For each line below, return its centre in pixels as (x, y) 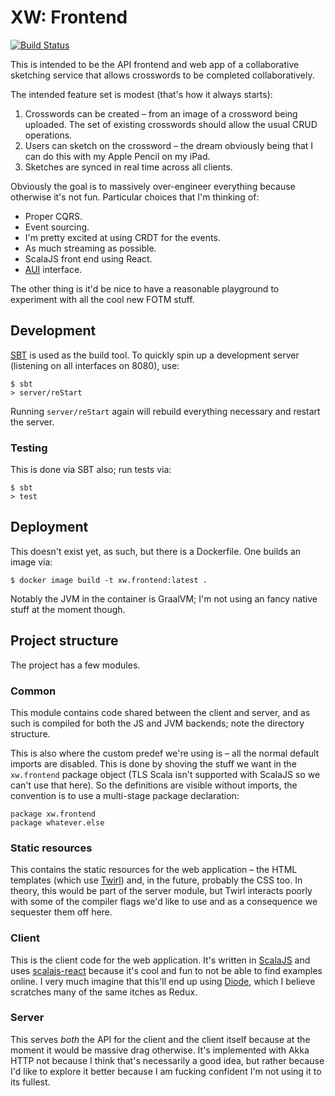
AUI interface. (53, 269)
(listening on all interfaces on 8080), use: (95, 365)
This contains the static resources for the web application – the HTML (154, 870)
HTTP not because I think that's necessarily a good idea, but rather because (167, 1060)
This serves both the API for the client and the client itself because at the (160, 1039)
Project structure (64, 641)
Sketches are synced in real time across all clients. (128, 167)
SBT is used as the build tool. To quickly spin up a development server (155, 355)
